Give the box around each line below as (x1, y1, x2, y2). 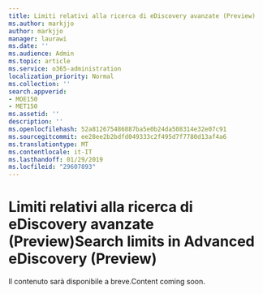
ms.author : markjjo (8, 19, 75, 28)
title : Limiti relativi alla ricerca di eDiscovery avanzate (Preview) (8, 11, 256, 20)
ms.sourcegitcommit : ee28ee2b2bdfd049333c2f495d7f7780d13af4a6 (8, 132, 227, 141)
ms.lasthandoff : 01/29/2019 (8, 155, 104, 163)
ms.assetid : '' (8, 110, 60, 119)
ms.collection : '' (8, 80, 71, 88)
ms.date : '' (8, 42, 49, 50)
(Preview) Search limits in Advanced (8, 232, 255, 251)
